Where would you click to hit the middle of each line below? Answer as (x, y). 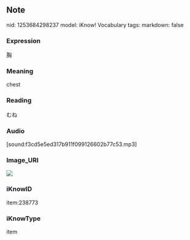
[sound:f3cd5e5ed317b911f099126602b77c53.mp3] (72, 144)
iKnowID (19, 189)
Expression (24, 41)
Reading (19, 101)
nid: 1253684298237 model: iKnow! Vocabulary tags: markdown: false (95, 25)
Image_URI (22, 160)
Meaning (20, 71)
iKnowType (24, 219)
